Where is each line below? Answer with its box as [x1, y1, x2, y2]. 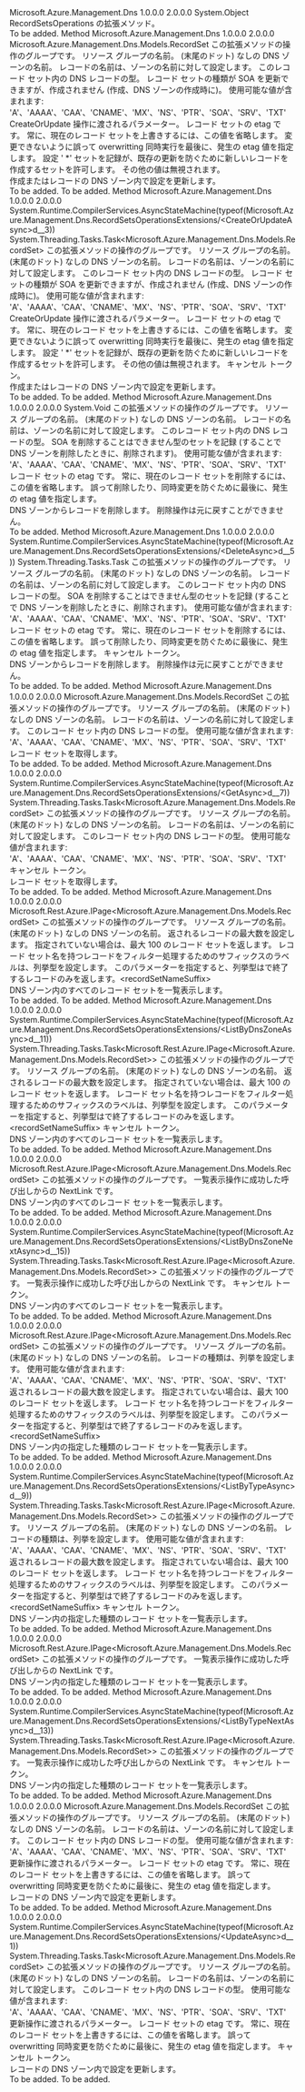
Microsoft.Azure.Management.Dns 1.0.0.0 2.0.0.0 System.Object [9, 7, 250, 17]
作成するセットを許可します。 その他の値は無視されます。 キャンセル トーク [9, 359, 293, 369]
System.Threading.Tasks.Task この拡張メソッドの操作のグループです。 [17, 557, 281, 567]
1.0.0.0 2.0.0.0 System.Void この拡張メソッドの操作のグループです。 [9, 402, 263, 413]
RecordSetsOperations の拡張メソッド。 [9, 18, 161, 28]
